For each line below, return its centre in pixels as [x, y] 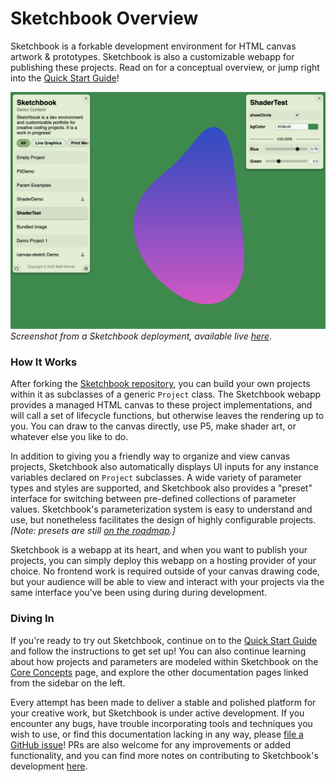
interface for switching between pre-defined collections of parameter [153, 499]
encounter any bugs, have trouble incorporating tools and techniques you [161, 723]
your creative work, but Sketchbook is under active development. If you [157, 713]
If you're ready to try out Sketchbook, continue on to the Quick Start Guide [164, 640]
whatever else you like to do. [69, 437]
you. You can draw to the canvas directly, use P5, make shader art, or [153, 426]
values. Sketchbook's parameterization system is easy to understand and [161, 509]
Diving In [32, 619]
